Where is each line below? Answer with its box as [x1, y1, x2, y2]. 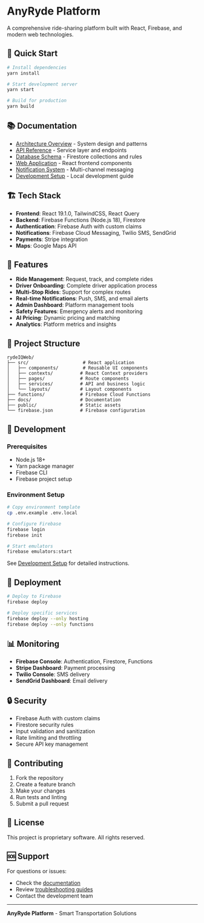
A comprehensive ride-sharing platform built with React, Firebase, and [7, 24, 182, 32]
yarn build [7, 103, 35, 110]
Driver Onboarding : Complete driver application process [15, 282, 157, 289]
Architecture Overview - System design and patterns [15, 140, 148, 147]
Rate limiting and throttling [15, 734, 82, 742]
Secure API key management [15, 740, 88, 748]
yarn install [7, 70, 40, 76]
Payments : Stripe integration [15, 235, 88, 243]
